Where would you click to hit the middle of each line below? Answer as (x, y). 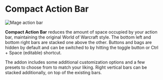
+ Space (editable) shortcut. (34, 53)
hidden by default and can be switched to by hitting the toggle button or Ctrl (82, 47)
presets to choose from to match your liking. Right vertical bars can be (76, 67)
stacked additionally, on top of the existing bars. (53, 72)
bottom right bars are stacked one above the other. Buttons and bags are (79, 42)
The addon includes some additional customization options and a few (75, 62)
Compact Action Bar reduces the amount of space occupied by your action (81, 32)
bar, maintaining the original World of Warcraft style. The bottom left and (78, 37)
